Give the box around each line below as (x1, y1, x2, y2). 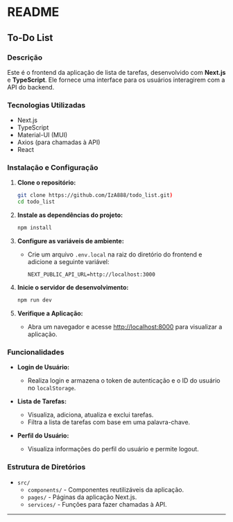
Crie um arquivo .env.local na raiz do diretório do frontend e (27, 250, 202, 259)
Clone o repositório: (17, 178, 76, 187)
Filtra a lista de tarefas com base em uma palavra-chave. (27, 418, 191, 426)
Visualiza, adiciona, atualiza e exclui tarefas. (27, 410, 154, 419)
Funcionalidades (7, 347, 64, 357)
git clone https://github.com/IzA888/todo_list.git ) (17, 192, 173, 199)
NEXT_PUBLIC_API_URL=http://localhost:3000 (27, 271, 156, 278)
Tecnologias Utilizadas (7, 100, 86, 110)
